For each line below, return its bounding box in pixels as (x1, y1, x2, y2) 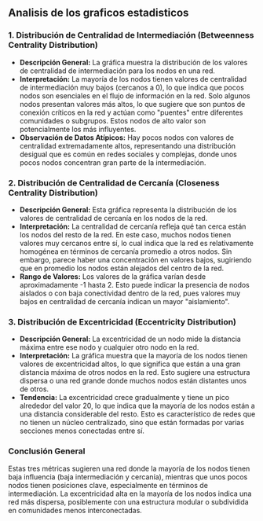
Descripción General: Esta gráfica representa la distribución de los (19, 204, 237, 215)
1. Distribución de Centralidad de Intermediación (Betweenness (8, 30, 254, 41)
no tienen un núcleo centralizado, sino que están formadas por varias (19, 418, 245, 427)
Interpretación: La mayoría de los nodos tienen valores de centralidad (19, 74, 247, 83)
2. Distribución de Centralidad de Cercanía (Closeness (8, 177, 220, 188)
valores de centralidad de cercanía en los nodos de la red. (19, 213, 208, 222)
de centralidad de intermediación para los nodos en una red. (19, 66, 216, 75)
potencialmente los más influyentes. (19, 124, 137, 134)
